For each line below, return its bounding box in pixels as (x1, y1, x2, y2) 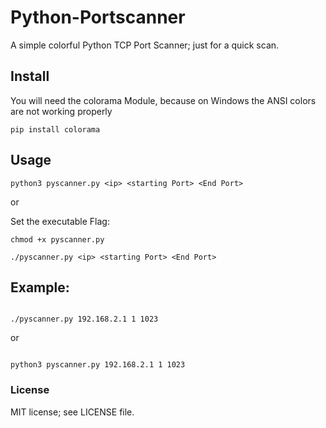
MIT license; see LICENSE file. (10, 406, 135, 418)
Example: (10, 279, 70, 296)
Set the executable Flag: (10, 215, 110, 227)
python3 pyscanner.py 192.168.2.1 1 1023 (10, 360, 186, 370)
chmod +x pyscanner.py (10, 234, 105, 245)
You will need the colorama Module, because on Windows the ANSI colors (10, 94, 317, 106)
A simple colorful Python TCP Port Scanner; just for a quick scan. (10, 39, 280, 51)
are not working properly (10, 105, 113, 117)
